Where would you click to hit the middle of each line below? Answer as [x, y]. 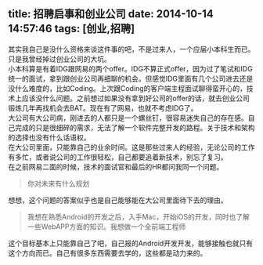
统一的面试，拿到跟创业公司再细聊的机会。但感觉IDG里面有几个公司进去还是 [131, 78]
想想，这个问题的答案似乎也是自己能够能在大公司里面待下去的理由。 [118, 200]
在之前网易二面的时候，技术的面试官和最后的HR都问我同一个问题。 [116, 166]
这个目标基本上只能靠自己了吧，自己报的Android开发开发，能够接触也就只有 [130, 243]
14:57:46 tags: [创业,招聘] [72, 29]
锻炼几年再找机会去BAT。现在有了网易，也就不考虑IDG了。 [103, 107]
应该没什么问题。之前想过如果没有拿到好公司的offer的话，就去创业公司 [136, 98]
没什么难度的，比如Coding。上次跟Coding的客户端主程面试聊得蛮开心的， [127, 88]
